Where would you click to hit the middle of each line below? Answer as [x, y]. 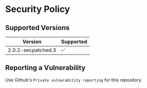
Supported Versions [37, 28]
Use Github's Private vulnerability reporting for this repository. [74, 80]
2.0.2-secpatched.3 [32, 50]
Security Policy [38, 9]
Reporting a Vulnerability [45, 68]
